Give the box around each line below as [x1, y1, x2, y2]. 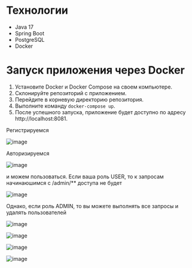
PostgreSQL [14, 36, 45, 43]
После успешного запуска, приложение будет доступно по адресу [14, 108, 186, 115]
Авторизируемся [6, 150, 50, 157]
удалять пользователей [6, 209, 67, 216]
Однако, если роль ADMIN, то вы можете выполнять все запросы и [6, 202, 179, 209]
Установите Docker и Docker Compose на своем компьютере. [14, 83, 172, 90]
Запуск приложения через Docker [6, 63, 185, 77]
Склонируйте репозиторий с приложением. [14, 89, 127, 96]
